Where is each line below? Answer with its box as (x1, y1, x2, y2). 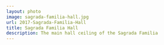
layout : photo (6, 8, 42, 15)
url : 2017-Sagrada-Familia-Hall (6, 19, 86, 25)
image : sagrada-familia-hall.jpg (6, 14, 89, 20)
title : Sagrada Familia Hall (6, 25, 78, 31)
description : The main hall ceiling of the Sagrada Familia (6, 30, 159, 36)
